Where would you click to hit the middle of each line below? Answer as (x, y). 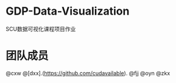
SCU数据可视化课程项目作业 (41, 29)
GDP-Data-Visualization (68, 11)
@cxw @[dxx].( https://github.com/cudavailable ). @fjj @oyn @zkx (88, 73)
